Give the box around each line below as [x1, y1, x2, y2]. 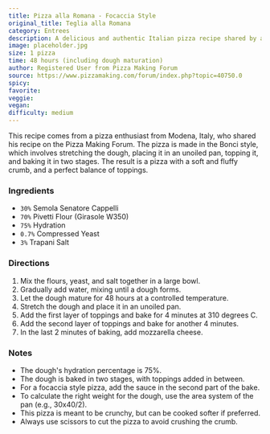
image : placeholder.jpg [8, 42, 88, 50]
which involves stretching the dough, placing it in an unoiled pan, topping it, [8, 148, 259, 158]
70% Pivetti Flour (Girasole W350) [19, 212, 129, 222]
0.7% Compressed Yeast [19, 229, 100, 239]
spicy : [8, 79, 31, 87]
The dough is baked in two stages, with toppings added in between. [19, 374, 245, 383]
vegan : [8, 101, 31, 109]
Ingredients [8, 185, 55, 196]
